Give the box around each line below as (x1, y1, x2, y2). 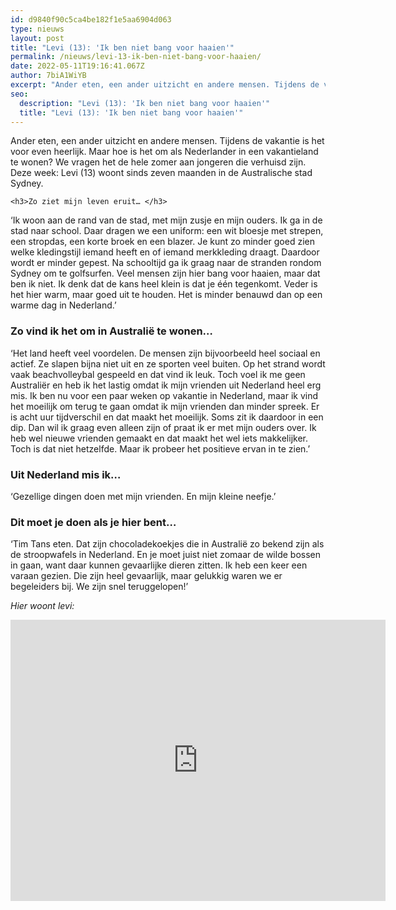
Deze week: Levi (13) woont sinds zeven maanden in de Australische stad (10, 167, 313, 179)
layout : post (10, 33, 65, 43)
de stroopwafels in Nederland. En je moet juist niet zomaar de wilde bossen (10, 549, 321, 561)
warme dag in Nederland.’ (10, 299, 117, 311)
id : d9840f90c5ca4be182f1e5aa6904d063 (10, 14, 172, 25)
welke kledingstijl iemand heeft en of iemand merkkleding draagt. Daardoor (10, 246, 320, 258)
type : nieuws (10, 24, 65, 34)
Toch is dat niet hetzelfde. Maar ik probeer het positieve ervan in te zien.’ (10, 442, 311, 455)
